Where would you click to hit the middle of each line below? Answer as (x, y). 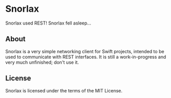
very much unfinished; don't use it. (42, 62)
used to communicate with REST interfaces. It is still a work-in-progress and (86, 57)
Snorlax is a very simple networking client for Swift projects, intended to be (85, 51)
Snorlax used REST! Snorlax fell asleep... (48, 23)
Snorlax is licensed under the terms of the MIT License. (64, 90)
